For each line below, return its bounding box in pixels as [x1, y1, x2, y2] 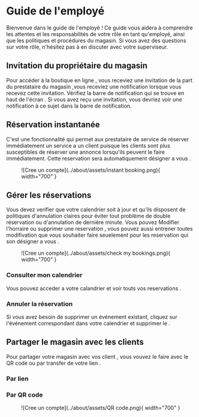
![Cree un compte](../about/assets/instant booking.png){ [21, 166, 161, 174]
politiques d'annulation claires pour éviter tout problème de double [6, 212, 171, 220]
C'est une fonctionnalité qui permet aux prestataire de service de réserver [6, 135, 189, 142]
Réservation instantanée [6, 120, 100, 130]
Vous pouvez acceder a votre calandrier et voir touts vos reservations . [6, 284, 182, 292]
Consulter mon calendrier [6, 271, 83, 279]
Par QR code [6, 391, 43, 399]
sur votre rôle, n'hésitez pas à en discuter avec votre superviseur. [6, 43, 168, 50]
